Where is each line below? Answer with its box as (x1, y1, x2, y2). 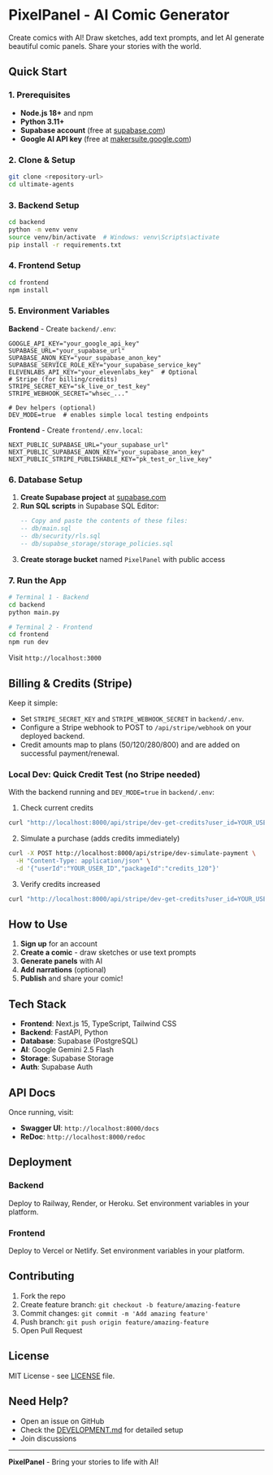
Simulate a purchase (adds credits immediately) (19, 833, 180, 844)
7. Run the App (8, 574, 67, 586)
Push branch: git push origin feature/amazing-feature (19, 1317, 210, 1327)
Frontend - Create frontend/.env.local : (8, 425, 143, 435)
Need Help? (8, 1394, 69, 1408)
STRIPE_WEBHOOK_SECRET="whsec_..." (8, 389, 129, 397)
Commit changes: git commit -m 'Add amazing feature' (19, 1308, 209, 1318)
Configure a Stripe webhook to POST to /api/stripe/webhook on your (19, 722, 252, 732)
